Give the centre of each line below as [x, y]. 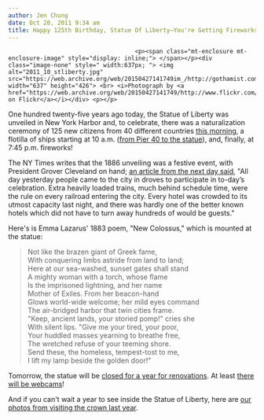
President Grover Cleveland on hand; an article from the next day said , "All [128, 171]
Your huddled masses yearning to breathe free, [104, 336]
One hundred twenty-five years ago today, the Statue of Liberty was [119, 114]
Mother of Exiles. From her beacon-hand [93, 294]
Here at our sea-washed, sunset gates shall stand [108, 269]
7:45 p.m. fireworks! [40, 148]
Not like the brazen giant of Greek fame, [92, 252]
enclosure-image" [37, 59]
